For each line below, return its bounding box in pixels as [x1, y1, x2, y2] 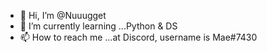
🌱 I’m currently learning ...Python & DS [19, 20, 178, 32]
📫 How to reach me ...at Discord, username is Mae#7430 [19, 31, 258, 43]
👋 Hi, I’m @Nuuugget [19, 10, 107, 21]
